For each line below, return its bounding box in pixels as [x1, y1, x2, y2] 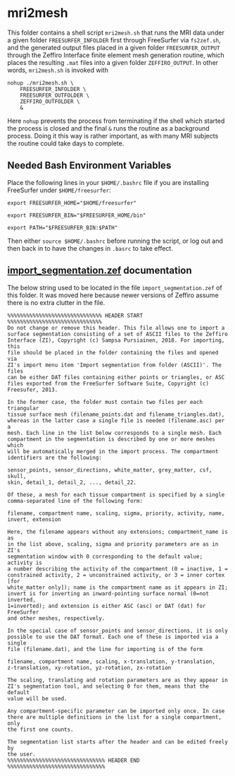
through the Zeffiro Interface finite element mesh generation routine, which [7, 51, 225, 59]
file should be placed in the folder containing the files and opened [7, 349, 219, 356]
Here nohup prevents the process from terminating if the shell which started [7, 117, 225, 125]
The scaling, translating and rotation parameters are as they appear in [7, 676, 229, 684]
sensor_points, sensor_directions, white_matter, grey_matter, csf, [7, 466, 212, 474]
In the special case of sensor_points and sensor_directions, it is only [7, 627, 229, 634]
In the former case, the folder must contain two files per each [7, 398, 203, 405]
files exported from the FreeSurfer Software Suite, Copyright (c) [7, 380, 210, 387]
